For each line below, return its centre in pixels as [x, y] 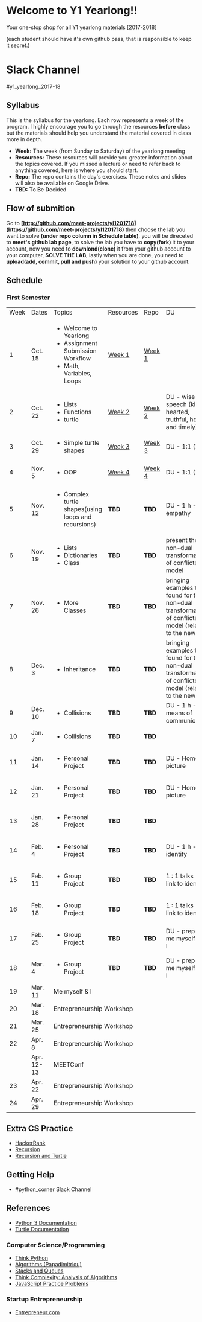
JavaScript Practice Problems [52, 1283]
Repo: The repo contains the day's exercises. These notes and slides [100, 176]
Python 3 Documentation [46, 1222]
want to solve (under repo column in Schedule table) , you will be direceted [100, 235]
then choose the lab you [155, 229]
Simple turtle [81, 443]
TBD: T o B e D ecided [41, 189]
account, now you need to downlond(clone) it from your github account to [99, 249]
